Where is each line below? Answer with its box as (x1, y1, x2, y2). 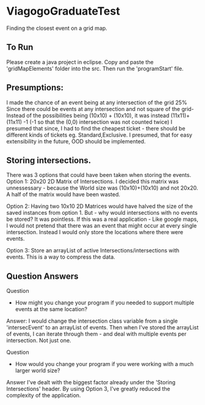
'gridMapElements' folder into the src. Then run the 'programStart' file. (6, 65, 184, 72)
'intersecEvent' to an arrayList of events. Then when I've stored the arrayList (6, 324, 199, 331)
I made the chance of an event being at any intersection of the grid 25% (6, 99, 187, 106)
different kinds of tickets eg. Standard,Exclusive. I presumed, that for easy (6, 131, 193, 138)
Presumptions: (6, 82, 64, 93)
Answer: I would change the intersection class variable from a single (6, 317, 178, 324)
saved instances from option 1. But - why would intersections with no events (6, 209, 198, 217)
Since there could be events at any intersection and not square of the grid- (6, 105, 194, 112)
